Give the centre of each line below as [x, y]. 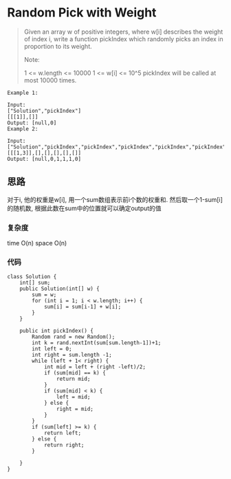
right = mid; [75, 409]
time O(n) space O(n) [37, 243]
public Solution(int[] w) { [59, 289]
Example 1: [23, 93]
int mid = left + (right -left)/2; [95, 367]
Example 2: [23, 129]
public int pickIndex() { [57, 331]
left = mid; [73, 397]
